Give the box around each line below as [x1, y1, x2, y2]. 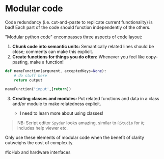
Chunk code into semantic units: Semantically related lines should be [12, 43, 154, 49]
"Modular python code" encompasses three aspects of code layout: [5, 34, 142, 40]
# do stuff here [14, 73, 48, 78]
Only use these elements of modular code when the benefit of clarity [5, 134, 144, 140]
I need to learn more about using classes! [19, 110, 104, 116]
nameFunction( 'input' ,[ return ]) [5, 87, 71, 92]
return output [14, 78, 43, 82]
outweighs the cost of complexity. [5, 140, 74, 146]
